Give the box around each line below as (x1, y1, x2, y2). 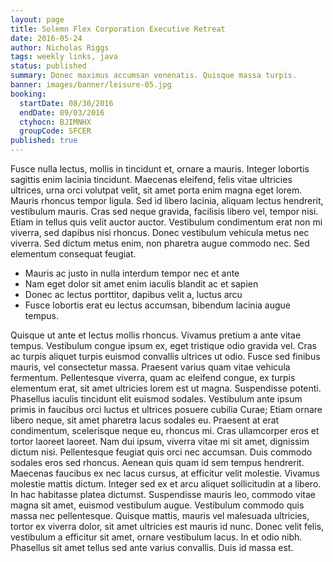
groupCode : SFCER (19, 126, 92, 136)
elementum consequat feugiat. (10, 248, 137, 260)
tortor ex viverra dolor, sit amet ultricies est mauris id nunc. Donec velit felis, (10, 521, 325, 532)
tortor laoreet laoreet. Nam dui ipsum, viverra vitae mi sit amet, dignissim (10, 436, 310, 447)
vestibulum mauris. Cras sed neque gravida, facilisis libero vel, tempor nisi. (10, 206, 319, 217)
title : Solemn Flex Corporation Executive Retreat (10, 24, 226, 34)
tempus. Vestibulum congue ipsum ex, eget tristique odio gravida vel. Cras (10, 340, 318, 351)
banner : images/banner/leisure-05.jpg (10, 80, 172, 90)
